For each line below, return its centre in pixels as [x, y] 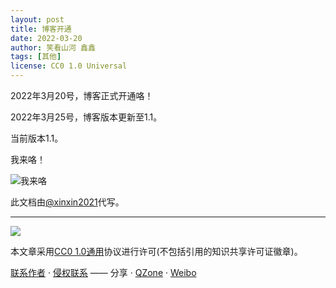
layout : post [37, 19]
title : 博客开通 [41, 29]
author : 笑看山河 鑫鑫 [53, 47]
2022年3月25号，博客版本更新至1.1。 [86, 117]
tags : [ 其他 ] [36, 57]
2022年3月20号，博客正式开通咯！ [82, 95]
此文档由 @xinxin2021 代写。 [67, 202]
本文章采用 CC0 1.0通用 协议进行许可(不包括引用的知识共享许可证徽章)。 [156, 251]
